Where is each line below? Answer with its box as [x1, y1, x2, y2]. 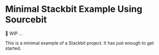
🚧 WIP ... [5, 30, 23, 36]
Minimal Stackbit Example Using [5, 3, 142, 15]
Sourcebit [5, 14, 47, 25]
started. [5, 45, 22, 51]
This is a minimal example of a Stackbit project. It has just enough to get [5, 40, 154, 46]
